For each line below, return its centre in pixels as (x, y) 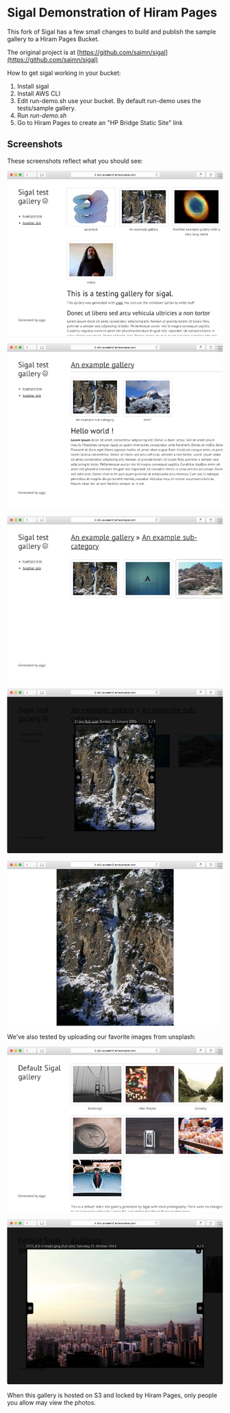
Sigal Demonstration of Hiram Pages (112, 13)
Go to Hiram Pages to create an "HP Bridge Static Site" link (100, 122)
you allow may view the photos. (52, 1403)
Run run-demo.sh (42, 115)
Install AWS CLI (38, 93)
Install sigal (33, 86)
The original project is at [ (43, 52)
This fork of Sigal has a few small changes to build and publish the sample (112, 32)
